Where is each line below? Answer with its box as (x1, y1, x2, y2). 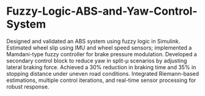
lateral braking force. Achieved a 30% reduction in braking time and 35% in (6, 63, 196, 71)
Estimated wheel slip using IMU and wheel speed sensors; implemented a (6, 44, 192, 51)
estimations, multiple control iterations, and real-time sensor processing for (6, 76, 196, 84)
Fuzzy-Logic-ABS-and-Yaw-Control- (6, 4, 198, 18)
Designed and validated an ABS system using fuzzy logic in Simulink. (6, 37, 181, 45)
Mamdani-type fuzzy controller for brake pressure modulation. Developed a (6, 50, 197, 57)
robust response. (6, 83, 50, 90)
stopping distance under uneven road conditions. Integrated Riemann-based (6, 70, 199, 77)
